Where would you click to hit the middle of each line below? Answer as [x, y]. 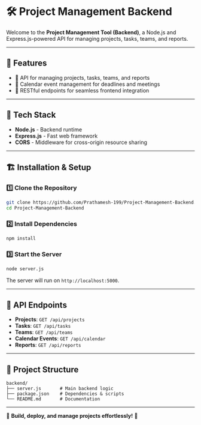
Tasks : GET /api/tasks [43, 326]
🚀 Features [27, 63]
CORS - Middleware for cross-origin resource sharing [81, 142]
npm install [21, 239]
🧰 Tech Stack [31, 115]
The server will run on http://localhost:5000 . [63, 280]
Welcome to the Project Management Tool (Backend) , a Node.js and [91, 32]
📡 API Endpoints [37, 305]
